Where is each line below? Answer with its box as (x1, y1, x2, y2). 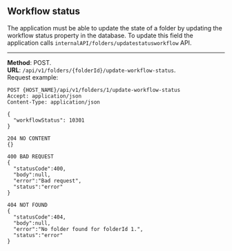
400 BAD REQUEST (7, 153, 54, 160)
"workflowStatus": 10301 (13, 117, 85, 124)
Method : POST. (7, 58, 52, 66)
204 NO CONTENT (7, 135, 51, 142)
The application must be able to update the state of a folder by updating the (7, 24, 222, 32)
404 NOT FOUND (7, 201, 48, 208)
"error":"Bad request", (13, 177, 81, 184)
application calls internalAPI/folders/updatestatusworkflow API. (7, 38, 192, 47)
